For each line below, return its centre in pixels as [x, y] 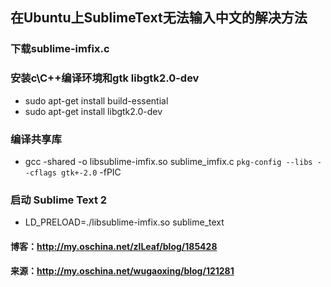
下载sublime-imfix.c [60, 49]
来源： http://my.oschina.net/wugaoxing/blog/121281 [122, 271]
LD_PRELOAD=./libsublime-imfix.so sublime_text [124, 222]
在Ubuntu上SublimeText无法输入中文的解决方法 [159, 18]
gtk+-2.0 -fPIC [91, 172]
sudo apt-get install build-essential [96, 100]
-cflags [40, 173]
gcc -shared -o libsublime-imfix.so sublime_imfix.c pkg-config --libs [168, 161]
